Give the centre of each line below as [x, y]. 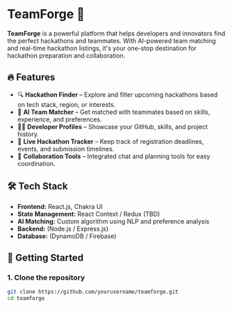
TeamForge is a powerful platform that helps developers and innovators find [116, 33]
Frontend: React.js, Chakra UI [60, 206]
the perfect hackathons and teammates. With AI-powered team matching [112, 40]
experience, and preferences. [59, 119]
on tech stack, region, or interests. [66, 104]
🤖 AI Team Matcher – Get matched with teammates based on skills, [114, 112]
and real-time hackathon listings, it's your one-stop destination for [102, 48]
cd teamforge [26, 299]
